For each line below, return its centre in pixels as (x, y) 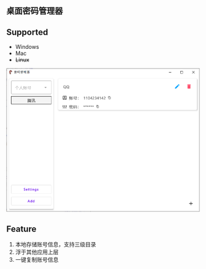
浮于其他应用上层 (37, 252)
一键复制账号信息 (37, 260)
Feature (21, 229)
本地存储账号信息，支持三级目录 (55, 245)
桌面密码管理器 (35, 11)
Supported (27, 32)
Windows (27, 47)
